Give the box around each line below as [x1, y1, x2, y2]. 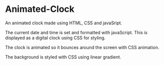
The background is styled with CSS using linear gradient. [5, 54, 121, 60]
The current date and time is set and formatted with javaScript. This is [5, 29, 148, 35]
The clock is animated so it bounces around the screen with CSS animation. [5, 44, 160, 50]
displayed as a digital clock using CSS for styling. [5, 35, 106, 41]
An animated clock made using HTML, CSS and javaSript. [5, 20, 122, 26]
